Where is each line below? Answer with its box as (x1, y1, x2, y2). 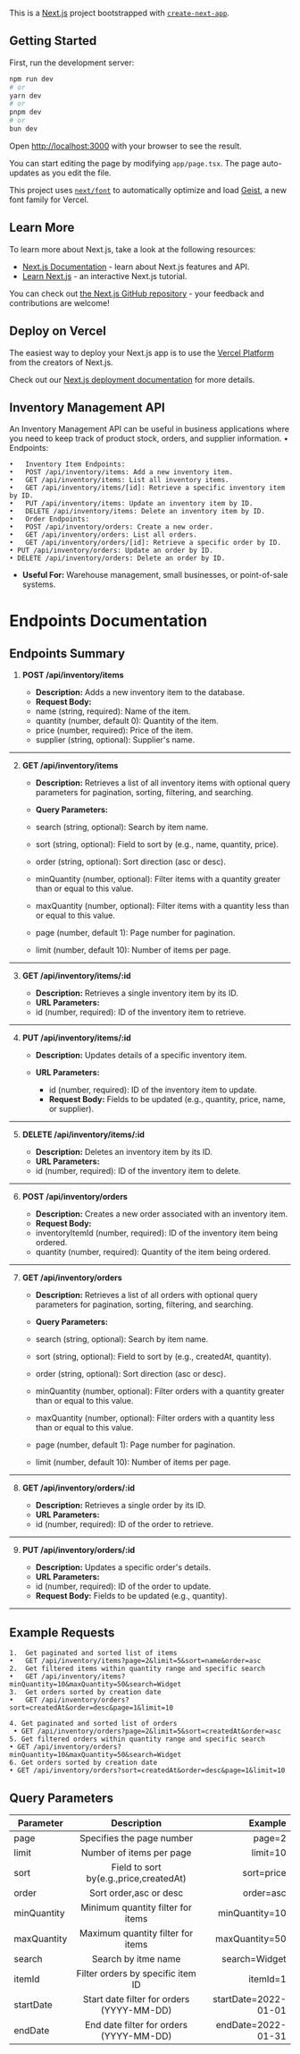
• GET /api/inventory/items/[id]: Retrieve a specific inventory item (9, 483, 286, 493)
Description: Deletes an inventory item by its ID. (35, 1147, 212, 1158)
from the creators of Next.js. (9, 357, 113, 368)
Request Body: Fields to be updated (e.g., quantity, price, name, (48, 1094, 286, 1105)
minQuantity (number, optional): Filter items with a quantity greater (35, 874, 281, 885)
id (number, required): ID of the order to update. (35, 1581, 212, 1591)
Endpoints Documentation (9, 610, 208, 631)
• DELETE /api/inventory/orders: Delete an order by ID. (9, 554, 226, 563)
